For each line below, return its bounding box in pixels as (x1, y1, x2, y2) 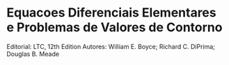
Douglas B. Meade (6, 50, 60, 58)
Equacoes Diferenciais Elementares (6, 5, 216, 21)
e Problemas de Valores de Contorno (6, 19, 223, 35)
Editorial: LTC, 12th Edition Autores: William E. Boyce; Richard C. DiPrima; (6, 42, 215, 50)
